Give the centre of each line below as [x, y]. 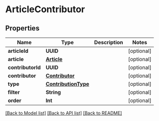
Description [109, 42]
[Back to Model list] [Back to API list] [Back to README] [64, 113]
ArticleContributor [45, 9]
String [53, 92]
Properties [22, 28]
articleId [18, 51]
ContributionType [68, 84]
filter [14, 92]
